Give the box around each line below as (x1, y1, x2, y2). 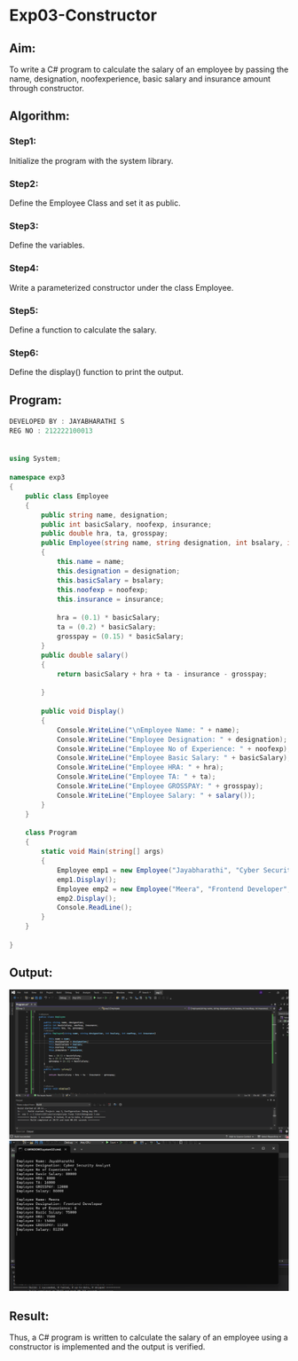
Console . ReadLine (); (56, 903, 133, 912)
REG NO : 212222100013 (9, 426, 93, 435)
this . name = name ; (56, 558, 125, 567)
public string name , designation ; (41, 511, 169, 520)
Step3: (9, 219, 39, 231)
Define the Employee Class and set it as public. (9, 197, 182, 208)
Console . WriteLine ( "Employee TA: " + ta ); (56, 772, 216, 781)
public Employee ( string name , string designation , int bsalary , (41, 538, 284, 548)
